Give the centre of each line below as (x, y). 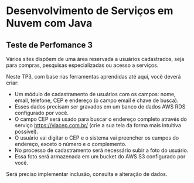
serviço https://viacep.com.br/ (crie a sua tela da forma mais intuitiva (98, 125)
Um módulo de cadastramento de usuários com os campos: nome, (95, 94)
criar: (12, 83)
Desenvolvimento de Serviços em (90, 11)
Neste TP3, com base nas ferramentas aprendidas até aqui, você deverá (93, 77)
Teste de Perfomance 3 (49, 45)
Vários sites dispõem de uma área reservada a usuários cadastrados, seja (95, 59)
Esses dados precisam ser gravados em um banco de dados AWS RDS (100, 106)
